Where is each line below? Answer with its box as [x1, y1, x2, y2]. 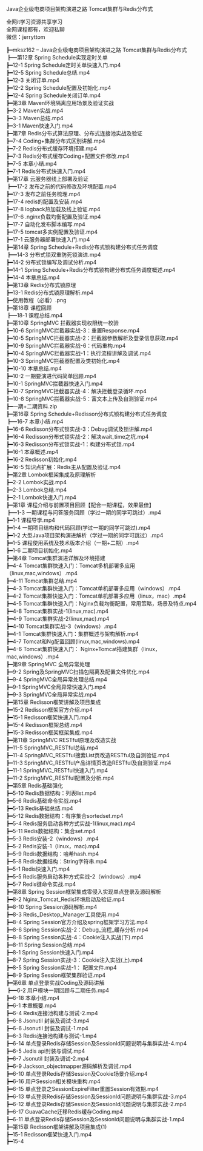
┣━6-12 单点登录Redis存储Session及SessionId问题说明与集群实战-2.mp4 [6, 1101, 187, 1107]
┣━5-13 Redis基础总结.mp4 [6, 805, 74, 812]
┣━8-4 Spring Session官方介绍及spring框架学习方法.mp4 [6, 919, 148, 925]
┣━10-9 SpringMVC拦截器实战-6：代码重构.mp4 [6, 342, 126, 349]
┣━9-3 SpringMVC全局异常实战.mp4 [6, 691, 97, 698]
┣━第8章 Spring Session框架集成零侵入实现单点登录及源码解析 [6, 888, 162, 895]
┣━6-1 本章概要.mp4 [6, 1002, 56, 1009]
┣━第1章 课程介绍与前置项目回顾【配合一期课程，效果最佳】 [6, 501, 155, 508]
